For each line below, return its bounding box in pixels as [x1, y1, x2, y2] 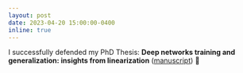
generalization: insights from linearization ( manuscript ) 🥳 [8, 56, 200, 65]
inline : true [8, 26, 52, 34]
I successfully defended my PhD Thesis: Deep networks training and [8, 48, 236, 57]
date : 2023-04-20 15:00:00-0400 [8, 19, 115, 27]
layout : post [8, 11, 52, 20]
